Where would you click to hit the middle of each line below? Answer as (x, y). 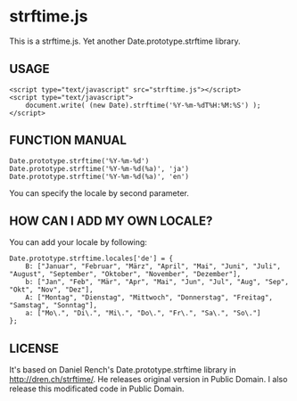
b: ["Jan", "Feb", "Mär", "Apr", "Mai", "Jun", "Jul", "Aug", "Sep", (157, 282)
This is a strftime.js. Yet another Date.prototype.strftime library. (125, 41)
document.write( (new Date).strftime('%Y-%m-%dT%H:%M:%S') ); (143, 105)
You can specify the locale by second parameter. (99, 192)
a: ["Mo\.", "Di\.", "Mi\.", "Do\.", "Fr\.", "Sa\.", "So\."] (143, 314)
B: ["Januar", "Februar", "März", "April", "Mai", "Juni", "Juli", (153, 266)
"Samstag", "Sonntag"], (54, 306)
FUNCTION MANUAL (68, 140)
